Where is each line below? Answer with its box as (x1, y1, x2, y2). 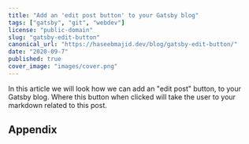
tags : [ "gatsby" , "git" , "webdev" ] (8, 19, 125, 27)
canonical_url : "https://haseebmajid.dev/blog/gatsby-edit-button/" (8, 41, 238, 49)
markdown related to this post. (8, 100, 108, 110)
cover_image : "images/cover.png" (8, 63, 118, 70)
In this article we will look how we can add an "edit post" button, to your (8, 84, 242, 93)
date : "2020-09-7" (8, 48, 69, 56)
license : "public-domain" (8, 26, 93, 34)
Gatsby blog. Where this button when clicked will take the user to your (8, 92, 236, 102)
